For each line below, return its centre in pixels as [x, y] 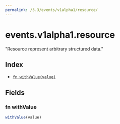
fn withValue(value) [34, 77]
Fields [15, 92]
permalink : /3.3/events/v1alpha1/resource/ [52, 10]
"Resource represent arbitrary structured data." [54, 49]
